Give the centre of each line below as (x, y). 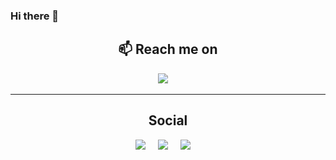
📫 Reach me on (168, 49)
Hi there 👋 (35, 16)
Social (168, 120)
